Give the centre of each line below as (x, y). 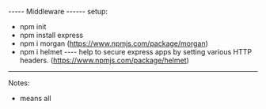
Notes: (19, 83)
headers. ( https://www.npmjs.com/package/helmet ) (104, 60)
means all (35, 98)
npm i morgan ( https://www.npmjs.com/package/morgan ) (114, 43)
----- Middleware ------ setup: (58, 11)
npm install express (51, 35)
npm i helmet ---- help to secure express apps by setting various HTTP (135, 52)
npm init (33, 26)
